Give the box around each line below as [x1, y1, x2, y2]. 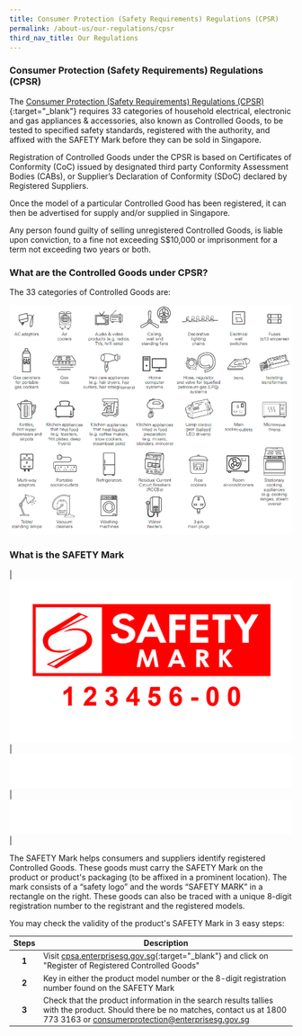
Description [143, 938, 189, 949]
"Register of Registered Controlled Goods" [43, 960, 200, 971]
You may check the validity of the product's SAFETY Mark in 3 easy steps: [9, 917, 285, 928]
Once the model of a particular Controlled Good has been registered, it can [9, 198, 287, 209]
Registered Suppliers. [9, 180, 89, 191]
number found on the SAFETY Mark [43, 982, 175, 993]
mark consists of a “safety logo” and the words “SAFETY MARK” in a [9, 881, 263, 892]
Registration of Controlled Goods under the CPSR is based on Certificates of [9, 151, 292, 162]
